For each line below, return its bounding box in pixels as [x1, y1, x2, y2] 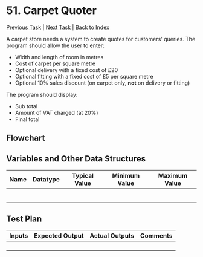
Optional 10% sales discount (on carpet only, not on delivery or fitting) [14, 79, 190, 86]
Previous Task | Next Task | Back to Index [6, 24, 110, 31]
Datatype [32, 175, 60, 184]
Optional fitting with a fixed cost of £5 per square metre [14, 73, 153, 80]
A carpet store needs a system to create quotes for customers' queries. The [6, 35, 196, 42]
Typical [71, 172, 94, 180]
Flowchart [6, 133, 45, 143]
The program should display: [6, 91, 78, 98]
